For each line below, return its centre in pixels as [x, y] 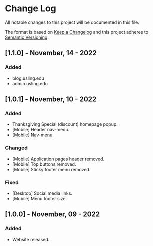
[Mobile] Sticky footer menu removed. [51, 169]
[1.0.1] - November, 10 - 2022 [51, 100]
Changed [17, 148]
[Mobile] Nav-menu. [33, 135]
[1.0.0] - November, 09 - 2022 [53, 214]
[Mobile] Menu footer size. [40, 198]
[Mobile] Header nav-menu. [41, 130]
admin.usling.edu [30, 83]
